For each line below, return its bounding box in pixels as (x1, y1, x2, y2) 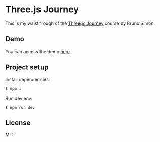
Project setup (5, 63, 49, 72)
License (5, 118, 31, 127)
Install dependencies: (5, 76, 50, 82)
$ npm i (5, 86, 22, 91)
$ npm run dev (5, 105, 35, 110)
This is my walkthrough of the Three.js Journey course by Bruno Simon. (5, 20, 155, 26)
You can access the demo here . (5, 48, 71, 54)
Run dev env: (5, 95, 33, 101)
